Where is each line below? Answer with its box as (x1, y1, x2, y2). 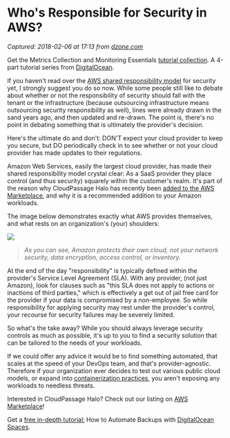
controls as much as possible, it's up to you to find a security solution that (7, 331, 218, 339)
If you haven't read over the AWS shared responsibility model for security (7, 76, 216, 84)
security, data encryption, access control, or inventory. (23, 253, 181, 261)
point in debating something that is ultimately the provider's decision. (7, 120, 204, 128)
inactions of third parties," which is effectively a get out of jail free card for (7, 288, 219, 296)
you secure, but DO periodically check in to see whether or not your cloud (7, 141, 218, 149)
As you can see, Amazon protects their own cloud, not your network (23, 245, 219, 254)
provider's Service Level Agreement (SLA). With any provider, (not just (7, 274, 207, 282)
